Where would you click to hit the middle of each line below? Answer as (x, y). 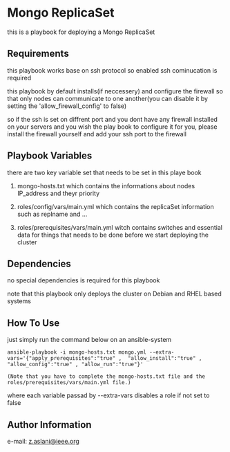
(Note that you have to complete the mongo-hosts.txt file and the (106, 377)
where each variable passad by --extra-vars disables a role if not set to (108, 395)
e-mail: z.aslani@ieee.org (43, 441)
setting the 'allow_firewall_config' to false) (67, 106)
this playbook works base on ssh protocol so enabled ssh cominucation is (112, 70)
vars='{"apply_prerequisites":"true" (61, 359)
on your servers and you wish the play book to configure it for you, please (112, 127)
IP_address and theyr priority (58, 193)
